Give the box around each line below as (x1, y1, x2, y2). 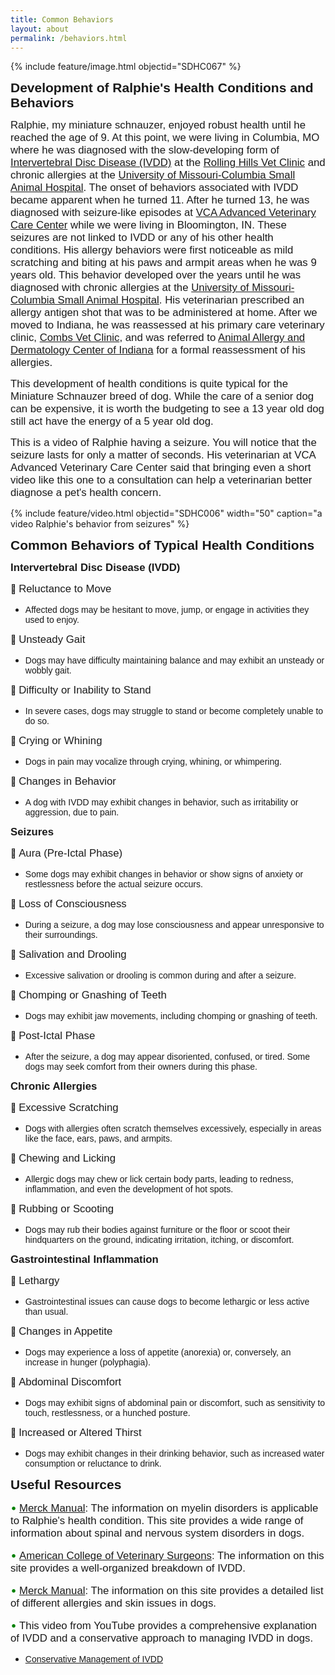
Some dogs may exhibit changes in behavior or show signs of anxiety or (24, 869, 304, 880)
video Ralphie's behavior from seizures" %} (10, 518, 190, 530)
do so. (24, 716, 50, 727)
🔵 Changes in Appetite (10, 1325, 113, 1338)
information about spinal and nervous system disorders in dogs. (10, 1527, 305, 1540)
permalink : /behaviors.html (10, 33, 128, 43)
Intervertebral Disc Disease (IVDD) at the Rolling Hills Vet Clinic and (10, 156, 326, 170)
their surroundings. (24, 929, 98, 941)
